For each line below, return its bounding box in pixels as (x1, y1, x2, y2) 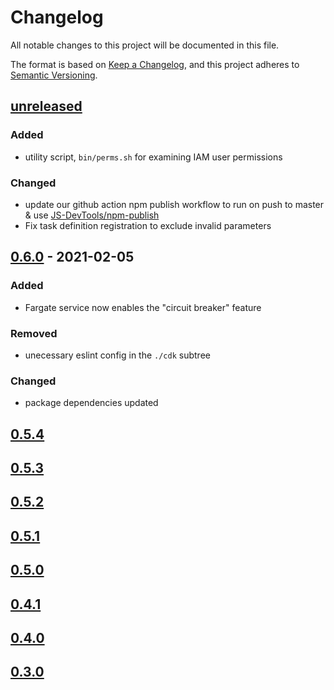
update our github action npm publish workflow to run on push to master (24, 198, 325, 210)
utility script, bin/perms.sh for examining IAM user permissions (24, 151, 283, 163)
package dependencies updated (24, 397, 159, 409)
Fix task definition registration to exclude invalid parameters (24, 219, 272, 231)
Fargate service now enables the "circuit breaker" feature (24, 301, 262, 313)
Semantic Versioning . (10, 69, 98, 81)
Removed (10, 326, 58, 340)
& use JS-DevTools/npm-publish (24, 209, 160, 221)
